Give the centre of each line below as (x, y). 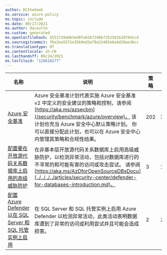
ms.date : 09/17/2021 (27, 24)
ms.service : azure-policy (32, 14)
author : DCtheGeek (24, 10)
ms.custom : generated (28, 33)
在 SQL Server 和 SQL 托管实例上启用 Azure (85, 209)
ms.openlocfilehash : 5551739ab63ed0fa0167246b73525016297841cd (72, 38)
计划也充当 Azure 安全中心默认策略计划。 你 (86, 124)
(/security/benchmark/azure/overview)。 (83, 117)
